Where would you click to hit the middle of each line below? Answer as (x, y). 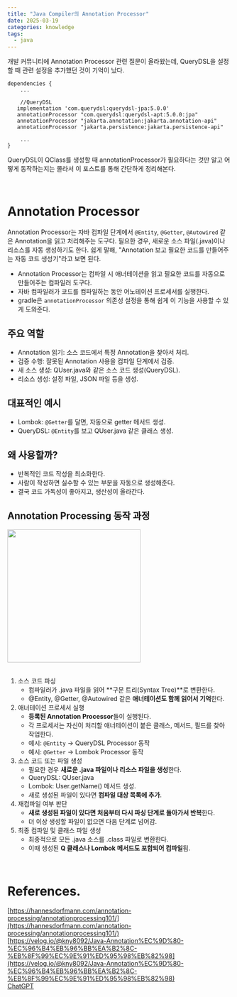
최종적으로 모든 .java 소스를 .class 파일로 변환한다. (98, 839)
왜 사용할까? (33, 455)
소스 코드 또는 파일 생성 (50, 761)
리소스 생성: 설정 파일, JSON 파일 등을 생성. (78, 379)
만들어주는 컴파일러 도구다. (55, 283)
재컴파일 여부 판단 (42, 804)
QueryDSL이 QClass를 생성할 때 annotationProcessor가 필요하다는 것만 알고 (115, 160)
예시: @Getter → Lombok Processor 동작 (86, 752)
